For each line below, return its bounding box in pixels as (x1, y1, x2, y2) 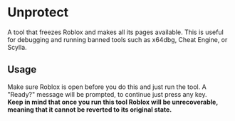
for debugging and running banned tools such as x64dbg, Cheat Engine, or (7, 35, 228, 43)
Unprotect (7, 4, 69, 21)
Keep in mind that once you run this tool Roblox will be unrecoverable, (7, 98, 219, 106)
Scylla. (7, 43, 27, 51)
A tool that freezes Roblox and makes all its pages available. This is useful (7, 28, 224, 36)
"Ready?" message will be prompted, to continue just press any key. (7, 90, 207, 98)
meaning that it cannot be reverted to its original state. (7, 105, 172, 114)
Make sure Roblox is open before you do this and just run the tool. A (7, 83, 207, 91)
